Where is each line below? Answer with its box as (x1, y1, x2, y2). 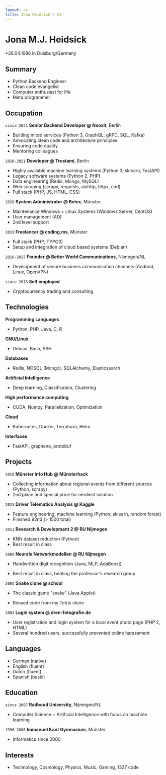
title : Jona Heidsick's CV (5, 12, 62, 17)
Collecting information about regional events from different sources (12, 481, 152, 487)
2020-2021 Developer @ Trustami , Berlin (5, 158, 89, 164)
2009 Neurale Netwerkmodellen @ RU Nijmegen (5, 551, 106, 557)
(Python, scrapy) (12, 486, 48, 492)
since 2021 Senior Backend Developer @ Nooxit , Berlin (5, 122, 121, 128)
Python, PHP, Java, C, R (12, 326, 62, 332)
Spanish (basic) (12, 674, 45, 680)
